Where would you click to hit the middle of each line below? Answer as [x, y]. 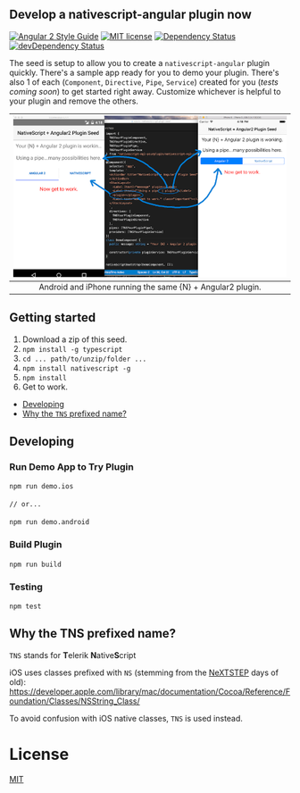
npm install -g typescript [72, 349]
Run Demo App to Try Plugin [71, 466]
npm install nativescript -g [76, 368]
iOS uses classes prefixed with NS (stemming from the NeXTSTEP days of [144, 672]
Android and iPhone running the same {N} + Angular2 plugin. [150, 287]
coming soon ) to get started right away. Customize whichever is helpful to [145, 91]
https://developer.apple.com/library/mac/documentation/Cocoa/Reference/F [150, 691]
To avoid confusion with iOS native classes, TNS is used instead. [126, 718]
